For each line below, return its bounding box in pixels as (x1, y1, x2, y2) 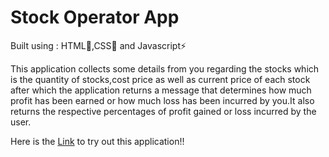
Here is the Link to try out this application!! (10, 135, 185, 147)
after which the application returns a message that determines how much (10, 84, 312, 96)
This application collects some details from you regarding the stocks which (10, 62, 320, 75)
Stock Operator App (10, 6, 180, 29)
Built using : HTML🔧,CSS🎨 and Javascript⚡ (10, 39, 187, 51)
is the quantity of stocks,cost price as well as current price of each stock (10, 73, 311, 85)
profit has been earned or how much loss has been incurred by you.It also (10, 94, 315, 106)
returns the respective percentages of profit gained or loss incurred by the (10, 105, 317, 117)
